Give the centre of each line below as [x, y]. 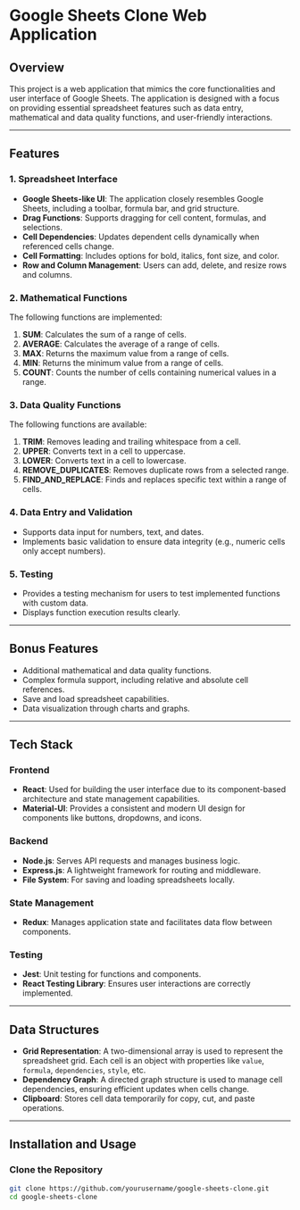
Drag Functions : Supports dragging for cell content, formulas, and [144, 217]
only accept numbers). [64, 551]
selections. [42, 227]
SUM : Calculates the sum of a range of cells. [104, 334]
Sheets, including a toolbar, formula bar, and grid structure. [131, 208]
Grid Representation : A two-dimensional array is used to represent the [153, 1051]
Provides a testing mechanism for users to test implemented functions [151, 593]
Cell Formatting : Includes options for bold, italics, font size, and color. [150, 255]
